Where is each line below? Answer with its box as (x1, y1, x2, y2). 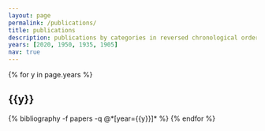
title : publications (8, 26, 77, 34)
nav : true (8, 48, 41, 56)
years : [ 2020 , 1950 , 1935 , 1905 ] (8, 41, 118, 49)
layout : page (8, 11, 51, 20)
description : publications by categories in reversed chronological (8, 33, 238, 42)
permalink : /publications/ (8, 19, 97, 27)
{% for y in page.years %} (8, 70, 93, 79)
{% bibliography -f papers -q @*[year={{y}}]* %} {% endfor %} (8, 114, 216, 123)
